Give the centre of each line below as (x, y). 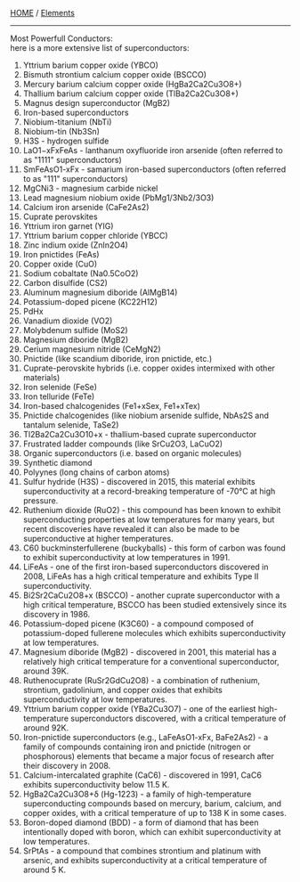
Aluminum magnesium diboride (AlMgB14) (100, 292)
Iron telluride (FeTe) (59, 396)
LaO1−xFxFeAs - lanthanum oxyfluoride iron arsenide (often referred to (153, 150)
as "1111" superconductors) (73, 160)
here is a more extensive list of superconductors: (100, 48)
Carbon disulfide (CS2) (65, 283)
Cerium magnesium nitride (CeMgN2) (92, 349)
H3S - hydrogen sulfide (66, 141)
